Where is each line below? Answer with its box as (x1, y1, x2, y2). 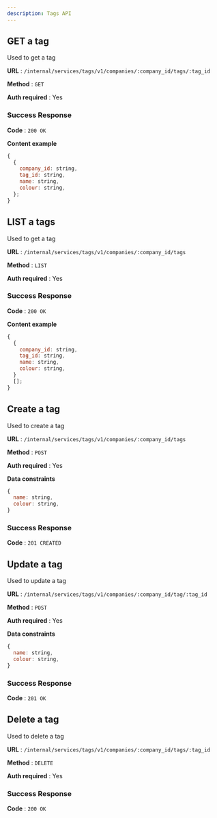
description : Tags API (7, 10, 72, 17)
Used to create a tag (7, 421, 65, 430)
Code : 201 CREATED (7, 538, 61, 547)
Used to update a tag (7, 577, 66, 585)
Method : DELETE (7, 758, 53, 767)
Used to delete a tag (7, 732, 64, 740)
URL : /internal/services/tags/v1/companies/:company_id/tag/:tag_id (7, 590, 207, 598)
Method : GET (7, 80, 44, 88)
